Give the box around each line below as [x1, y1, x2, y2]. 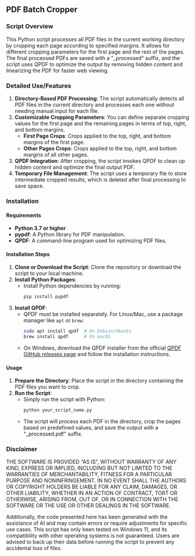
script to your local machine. [14, 270, 84, 277]
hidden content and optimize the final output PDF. [14, 163, 135, 170]
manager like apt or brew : [23, 317, 84, 324]
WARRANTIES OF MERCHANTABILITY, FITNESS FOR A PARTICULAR [6, 471, 172, 478]
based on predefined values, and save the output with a [23, 424, 159, 431]
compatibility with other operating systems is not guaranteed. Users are [6, 532, 180, 540]
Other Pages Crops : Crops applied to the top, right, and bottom [23, 145, 177, 152]
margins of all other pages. [23, 151, 89, 158]
